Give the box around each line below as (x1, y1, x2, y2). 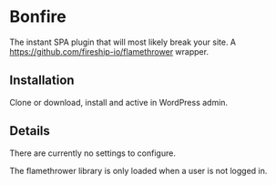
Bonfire (9, 6, 66, 27)
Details (9, 123, 50, 139)
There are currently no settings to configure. (9, 148, 176, 159)
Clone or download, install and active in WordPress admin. (9, 97, 229, 108)
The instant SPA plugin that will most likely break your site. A (9, 36, 237, 47)
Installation (9, 73, 75, 88)
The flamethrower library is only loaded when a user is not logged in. (9, 165, 268, 176)
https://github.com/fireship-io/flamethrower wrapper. (9, 46, 210, 57)
